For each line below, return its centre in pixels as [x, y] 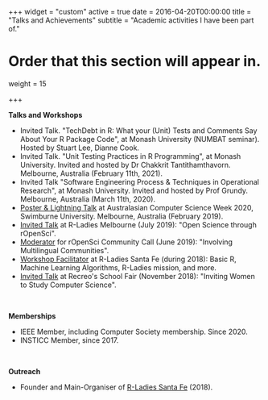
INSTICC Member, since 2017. [69, 340]
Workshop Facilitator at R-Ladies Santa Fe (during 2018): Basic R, [128, 259]
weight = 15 [27, 83]
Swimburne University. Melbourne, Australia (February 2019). [122, 216]
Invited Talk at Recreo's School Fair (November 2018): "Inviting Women [137, 276]
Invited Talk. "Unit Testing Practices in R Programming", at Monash [130, 156]
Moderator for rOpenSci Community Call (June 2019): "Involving [126, 242]
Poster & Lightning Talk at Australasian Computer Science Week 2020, [136, 207]
